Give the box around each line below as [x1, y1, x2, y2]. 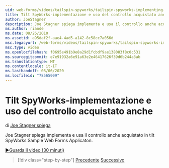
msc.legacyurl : [5, 40, 37, 45]
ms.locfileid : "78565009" [5, 73, 59, 78]
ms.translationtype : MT [5, 59, 55, 64]
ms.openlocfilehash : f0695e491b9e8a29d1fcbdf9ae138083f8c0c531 [5, 49, 141, 54]
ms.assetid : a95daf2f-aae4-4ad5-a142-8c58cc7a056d [5, 36, 114, 41]
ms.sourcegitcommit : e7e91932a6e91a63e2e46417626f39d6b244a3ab [5, 54, 141, 60]
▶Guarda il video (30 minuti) [5, 147, 64, 153]
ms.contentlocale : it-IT [5, 64, 57, 69]
